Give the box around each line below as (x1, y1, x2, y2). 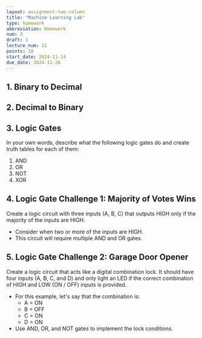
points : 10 (6, 48, 34, 54)
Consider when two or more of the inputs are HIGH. (15, 228, 144, 235)
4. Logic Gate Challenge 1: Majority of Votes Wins (6, 194, 197, 204)
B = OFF (24, 305, 45, 313)
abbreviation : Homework (6, 25, 67, 32)
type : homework (6, 20, 45, 26)
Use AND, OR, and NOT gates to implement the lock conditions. (15, 325, 174, 332)
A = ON (24, 299, 43, 306)
